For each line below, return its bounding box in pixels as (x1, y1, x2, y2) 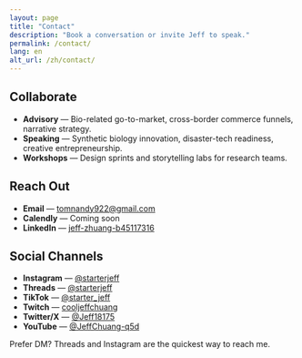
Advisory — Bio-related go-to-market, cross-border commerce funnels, (22, 113, 294, 124)
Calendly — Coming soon (22, 212, 120, 223)
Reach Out (9, 179, 70, 194)
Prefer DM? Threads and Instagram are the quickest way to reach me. (9, 339, 271, 350)
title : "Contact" (9, 22, 75, 31)
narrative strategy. (22, 123, 92, 134)
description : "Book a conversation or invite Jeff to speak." (9, 30, 250, 39)
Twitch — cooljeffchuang (22, 302, 118, 312)
